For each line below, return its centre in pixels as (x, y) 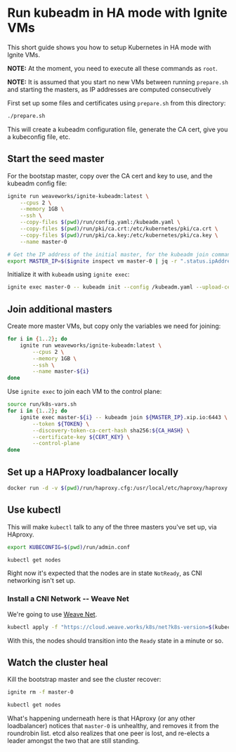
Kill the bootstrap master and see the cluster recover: (84, 680)
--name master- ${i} (61, 371)
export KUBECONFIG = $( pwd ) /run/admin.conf (69, 547)
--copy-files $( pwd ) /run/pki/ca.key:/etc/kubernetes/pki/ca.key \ (119, 235)
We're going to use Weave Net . (52, 614)
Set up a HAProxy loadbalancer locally (93, 472)
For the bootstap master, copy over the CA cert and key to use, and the (110, 176)
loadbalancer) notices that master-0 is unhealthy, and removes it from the (113, 726)
